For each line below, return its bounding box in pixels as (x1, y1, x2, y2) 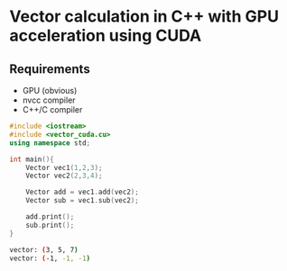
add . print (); (25, 212, 75, 221)
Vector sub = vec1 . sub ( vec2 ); (25, 196, 140, 205)
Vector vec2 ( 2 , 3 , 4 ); (25, 171, 103, 181)
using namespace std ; (9, 138, 91, 148)
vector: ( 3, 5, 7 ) (9, 245, 79, 254)
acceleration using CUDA (9, 25, 202, 46)
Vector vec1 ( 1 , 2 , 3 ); (25, 163, 103, 172)
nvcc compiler (22, 95, 76, 105)
